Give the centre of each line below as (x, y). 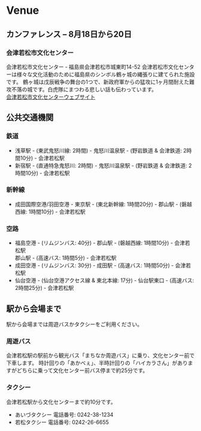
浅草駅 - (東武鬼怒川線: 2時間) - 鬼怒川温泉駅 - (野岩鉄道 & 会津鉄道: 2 (100, 150)
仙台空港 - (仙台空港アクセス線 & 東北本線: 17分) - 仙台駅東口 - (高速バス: (104, 280)
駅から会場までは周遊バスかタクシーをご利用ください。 (74, 324)
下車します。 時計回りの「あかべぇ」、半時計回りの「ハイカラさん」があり (97, 363)
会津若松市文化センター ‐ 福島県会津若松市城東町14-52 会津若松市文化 (92, 67)
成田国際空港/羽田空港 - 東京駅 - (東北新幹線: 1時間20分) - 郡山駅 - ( (98, 204)
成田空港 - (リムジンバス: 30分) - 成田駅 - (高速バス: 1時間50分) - (94, 265)
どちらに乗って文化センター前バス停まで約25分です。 (82, 370)
